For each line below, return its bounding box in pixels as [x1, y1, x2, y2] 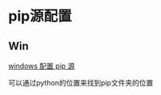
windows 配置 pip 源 [8, 61, 76, 70]
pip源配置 [8, 7, 72, 25]
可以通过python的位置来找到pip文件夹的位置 [8, 78, 154, 87]
